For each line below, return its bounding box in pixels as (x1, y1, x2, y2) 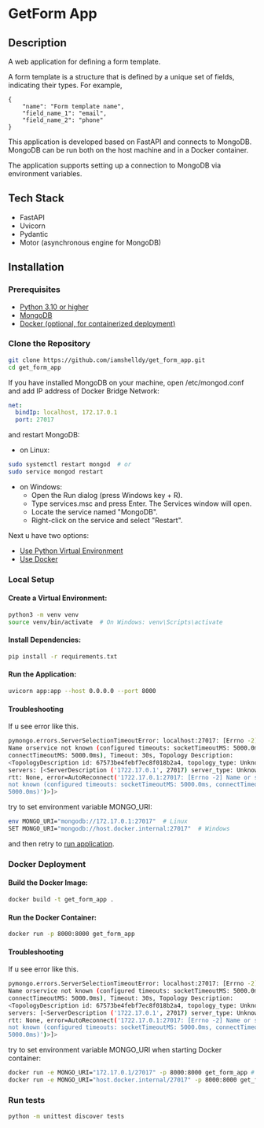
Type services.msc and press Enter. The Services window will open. (31, 499, 252, 508)
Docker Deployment (8, 858, 86, 869)
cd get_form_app (8, 363, 61, 371)
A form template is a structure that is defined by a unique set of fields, (8, 72, 235, 81)
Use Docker (19, 554, 59, 563)
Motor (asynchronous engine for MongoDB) (19, 238, 162, 247)
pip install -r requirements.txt (8, 653, 118, 661)
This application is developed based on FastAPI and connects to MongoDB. (8, 137, 252, 146)
